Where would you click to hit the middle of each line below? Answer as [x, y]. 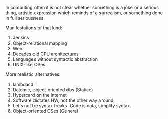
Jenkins [21, 38]
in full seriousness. [25, 18]
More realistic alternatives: [33, 74]
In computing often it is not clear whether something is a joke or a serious [82, 7]
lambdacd [23, 84]
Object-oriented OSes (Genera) [45, 111]
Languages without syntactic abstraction [55, 59]
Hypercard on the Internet [40, 95]
